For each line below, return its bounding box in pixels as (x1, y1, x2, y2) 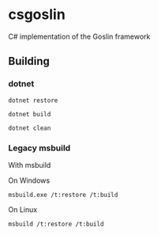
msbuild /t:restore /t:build (8, 220, 104, 228)
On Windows (8, 176, 50, 185)
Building (8, 55, 50, 68)
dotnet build (8, 110, 51, 118)
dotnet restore (8, 97, 58, 104)
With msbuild (8, 160, 51, 169)
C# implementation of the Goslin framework (8, 32, 151, 41)
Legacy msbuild (8, 142, 71, 154)
